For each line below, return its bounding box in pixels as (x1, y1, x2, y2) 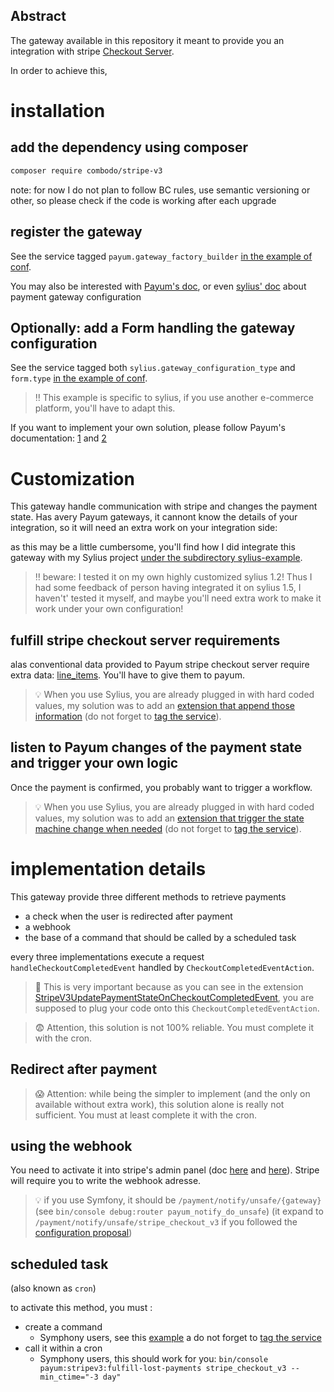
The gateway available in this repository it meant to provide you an (10, 34, 285, 46)
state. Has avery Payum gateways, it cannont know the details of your (10, 511, 298, 523)
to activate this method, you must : (10, 1302, 153, 1314)
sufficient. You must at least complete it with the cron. (34, 1109, 257, 1121)
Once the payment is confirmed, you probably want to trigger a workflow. (10, 781, 313, 793)
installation (10, 100, 106, 122)
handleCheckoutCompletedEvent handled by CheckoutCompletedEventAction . (10, 961, 315, 973)
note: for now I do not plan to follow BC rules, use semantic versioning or (10, 184, 311, 196)
